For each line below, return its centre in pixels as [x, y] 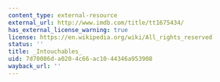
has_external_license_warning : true [68, 30]
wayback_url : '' [35, 66]
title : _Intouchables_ [45, 52]
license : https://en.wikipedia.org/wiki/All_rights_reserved [110, 37]
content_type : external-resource [63, 15]
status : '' [26, 45]
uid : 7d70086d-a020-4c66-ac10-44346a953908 [81, 59]
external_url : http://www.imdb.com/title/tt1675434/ [96, 23]
